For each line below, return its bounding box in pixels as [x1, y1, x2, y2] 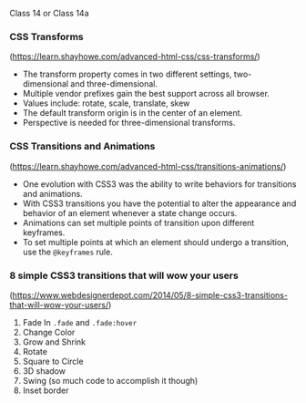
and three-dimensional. [70, 78, 158, 89]
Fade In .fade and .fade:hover [22, 316, 138, 327]
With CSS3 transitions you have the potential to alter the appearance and [22, 198, 297, 209]
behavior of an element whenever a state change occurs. [22, 207, 238, 218]
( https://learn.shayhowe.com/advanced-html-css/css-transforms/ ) [9, 51, 261, 62]
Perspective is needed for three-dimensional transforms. [22, 118, 236, 129]
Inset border [22, 385, 69, 396]
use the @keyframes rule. [22, 246, 114, 257]
